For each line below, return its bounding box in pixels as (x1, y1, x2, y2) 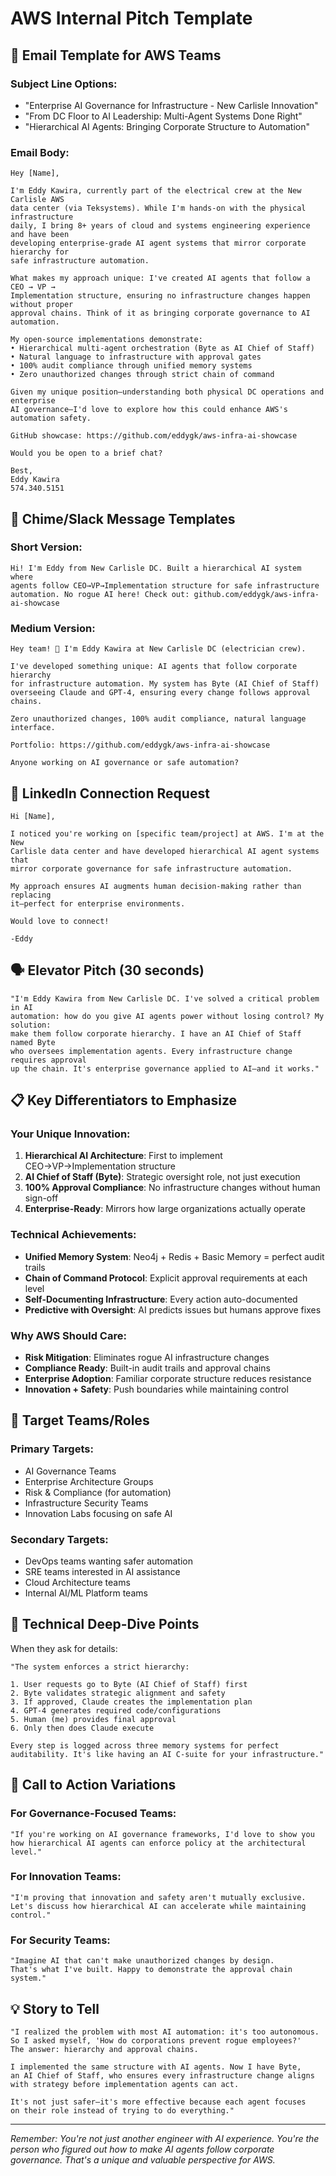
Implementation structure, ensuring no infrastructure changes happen (10, 291, 311, 301)
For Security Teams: (10, 1933, 111, 1947)
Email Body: (10, 145, 70, 159)
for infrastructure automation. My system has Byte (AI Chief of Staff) (10, 679, 320, 689)
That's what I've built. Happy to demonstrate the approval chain (10, 1965, 293, 1975)
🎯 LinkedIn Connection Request (10, 785, 210, 802)
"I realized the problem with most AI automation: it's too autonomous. (10, 2027, 320, 2037)
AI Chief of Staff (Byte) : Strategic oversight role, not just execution (24, 1171, 301, 1183)
